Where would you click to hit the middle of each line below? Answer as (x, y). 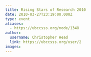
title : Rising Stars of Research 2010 (45, 10)
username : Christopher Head (39, 38)
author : (13, 33)
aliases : (14, 24)
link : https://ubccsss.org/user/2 (45, 42)
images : (13, 47)
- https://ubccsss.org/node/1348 (44, 28)
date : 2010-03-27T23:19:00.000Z (39, 14)
